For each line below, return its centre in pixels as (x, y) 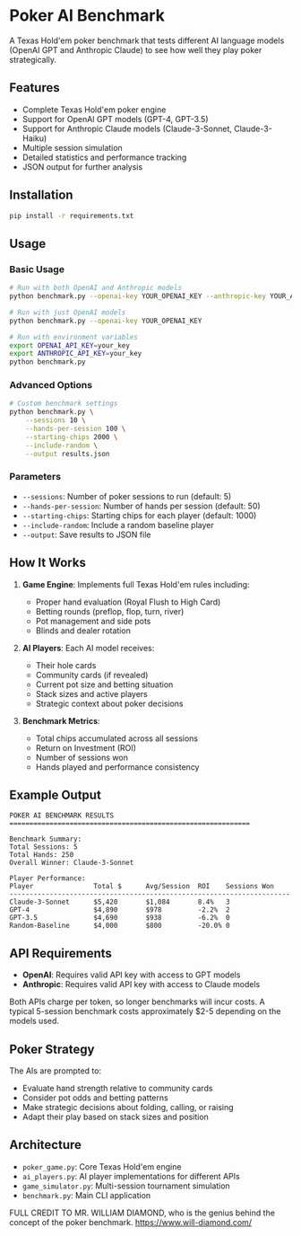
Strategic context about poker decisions (109, 703)
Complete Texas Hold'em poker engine (94, 110)
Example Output (55, 795)
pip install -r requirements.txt (72, 216)
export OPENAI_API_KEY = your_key (69, 345)
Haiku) (34, 138)
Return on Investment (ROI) (86, 747)
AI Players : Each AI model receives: (88, 648)
